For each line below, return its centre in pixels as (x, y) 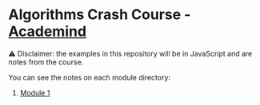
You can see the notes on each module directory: (89, 77)
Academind (47, 31)
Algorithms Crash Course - (100, 15)
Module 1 (35, 92)
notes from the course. (46, 62)
